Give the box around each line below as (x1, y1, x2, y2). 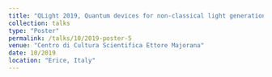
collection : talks (8, 19, 70, 27)
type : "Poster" (8, 26, 60, 34)
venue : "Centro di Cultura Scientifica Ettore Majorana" (8, 42, 205, 50)
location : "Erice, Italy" (8, 57, 96, 65)
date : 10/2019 (8, 49, 57, 57)
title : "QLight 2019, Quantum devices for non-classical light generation (8, 11, 266, 20)
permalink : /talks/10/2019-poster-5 (8, 34, 132, 43)
